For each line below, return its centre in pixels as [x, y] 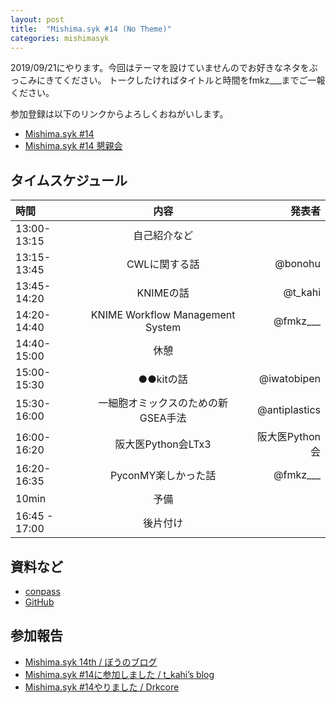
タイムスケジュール [69, 180]
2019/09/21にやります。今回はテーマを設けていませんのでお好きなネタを [160, 68]
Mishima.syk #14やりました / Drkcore [102, 687]
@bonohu [297, 264]
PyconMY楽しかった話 [163, 476]
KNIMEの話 [163, 293]
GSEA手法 [163, 418]
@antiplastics [289, 410]
